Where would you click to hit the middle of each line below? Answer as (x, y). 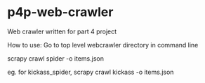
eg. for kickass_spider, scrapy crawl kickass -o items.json (91, 72)
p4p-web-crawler (60, 12)
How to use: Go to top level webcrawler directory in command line (103, 45)
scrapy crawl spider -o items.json (55, 58)
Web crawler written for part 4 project (62, 31)
